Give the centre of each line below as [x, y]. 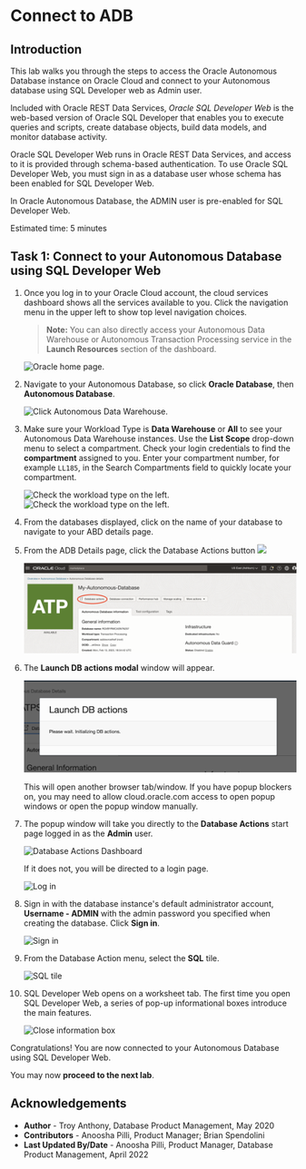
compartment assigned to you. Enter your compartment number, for [151, 457]
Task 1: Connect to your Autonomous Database [146, 256]
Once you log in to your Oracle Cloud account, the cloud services [146, 292]
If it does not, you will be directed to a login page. [116, 869]
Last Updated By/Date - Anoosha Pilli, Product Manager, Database [148, 1144]
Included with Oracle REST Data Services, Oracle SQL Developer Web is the [152, 108]
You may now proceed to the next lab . [83, 1076]
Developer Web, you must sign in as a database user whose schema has [146, 174]
